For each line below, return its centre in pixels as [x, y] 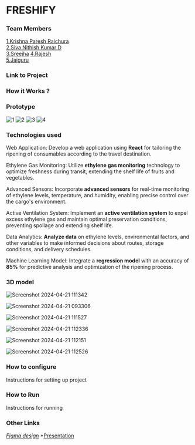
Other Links [23, 423]
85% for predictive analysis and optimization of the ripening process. [90, 267]
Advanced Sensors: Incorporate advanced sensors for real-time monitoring [97, 189]
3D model [20, 282]
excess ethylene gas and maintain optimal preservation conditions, [87, 219]
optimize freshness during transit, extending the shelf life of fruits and [90, 171]
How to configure [31, 367]
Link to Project [27, 75]
